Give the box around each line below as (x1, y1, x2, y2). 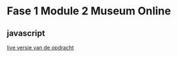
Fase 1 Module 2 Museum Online (7, 4, 172, 18)
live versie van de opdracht (7, 44, 74, 51)
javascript (7, 28, 46, 38)
